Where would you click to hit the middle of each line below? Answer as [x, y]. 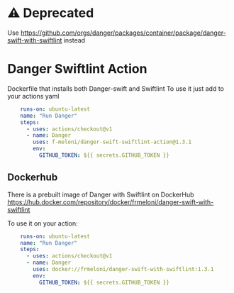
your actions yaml [33, 96]
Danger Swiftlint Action [77, 69]
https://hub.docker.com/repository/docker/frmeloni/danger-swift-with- [111, 202]
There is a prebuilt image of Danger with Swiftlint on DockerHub [101, 194]
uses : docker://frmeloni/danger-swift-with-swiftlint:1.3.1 [123, 270]
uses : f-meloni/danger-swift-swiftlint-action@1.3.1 [112, 142]
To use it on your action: [43, 223]
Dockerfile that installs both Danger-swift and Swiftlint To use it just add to [116, 88]
